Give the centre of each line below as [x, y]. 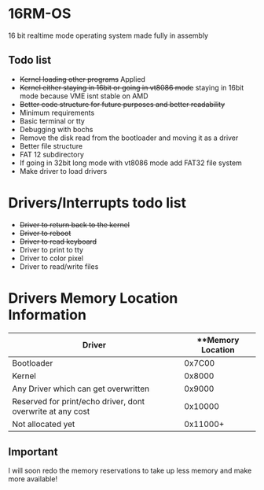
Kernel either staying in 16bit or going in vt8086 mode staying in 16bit [132, 87]
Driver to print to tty [51, 249]
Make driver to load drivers [63, 171]
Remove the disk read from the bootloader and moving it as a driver [129, 138]
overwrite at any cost [51, 411]
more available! [33, 479]
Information [47, 315]
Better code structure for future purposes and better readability [122, 104]
